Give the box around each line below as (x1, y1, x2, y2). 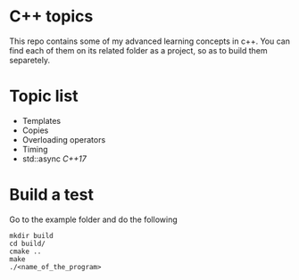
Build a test (9, 185, 94, 205)
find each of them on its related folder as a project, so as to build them (9, 45, 268, 55)
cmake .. (9, 247, 42, 256)
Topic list (9, 86, 79, 106)
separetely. (9, 54, 51, 65)
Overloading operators (21, 134, 106, 144)
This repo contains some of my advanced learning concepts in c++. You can (9, 36, 290, 46)
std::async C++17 (21, 153, 87, 164)
